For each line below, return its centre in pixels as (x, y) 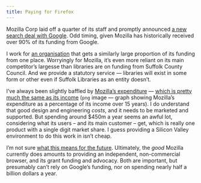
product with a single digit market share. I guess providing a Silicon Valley (97, 129)
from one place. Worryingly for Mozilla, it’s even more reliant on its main (95, 60)
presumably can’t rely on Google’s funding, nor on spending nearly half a (97, 167)
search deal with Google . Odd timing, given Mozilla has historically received (100, 35)
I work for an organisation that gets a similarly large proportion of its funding (101, 53)
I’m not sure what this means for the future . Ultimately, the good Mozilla (95, 147)
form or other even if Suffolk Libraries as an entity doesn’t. (79, 79)
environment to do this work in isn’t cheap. (59, 136)
